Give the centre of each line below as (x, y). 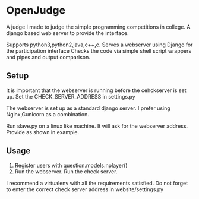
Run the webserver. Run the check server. (66, 171)
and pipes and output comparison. (48, 57)
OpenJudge (36, 10)
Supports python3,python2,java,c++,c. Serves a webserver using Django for (99, 45)
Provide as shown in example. (43, 132)
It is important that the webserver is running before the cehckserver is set (96, 90)
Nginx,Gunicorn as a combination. (48, 114)
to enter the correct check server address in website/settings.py (85, 189)
